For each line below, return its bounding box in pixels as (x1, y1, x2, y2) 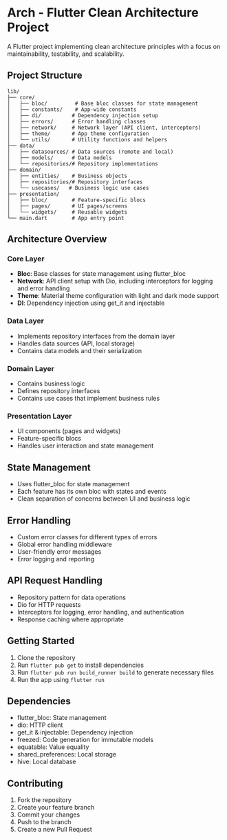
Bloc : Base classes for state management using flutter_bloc (17, 270, 186, 278)
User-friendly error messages (17, 547, 102, 556)
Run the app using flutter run (17, 675, 105, 683)
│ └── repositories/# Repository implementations (7, 160, 158, 167)
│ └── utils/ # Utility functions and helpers (7, 136, 168, 143)
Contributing (7, 777, 63, 789)
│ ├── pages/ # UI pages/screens (7, 202, 128, 210)
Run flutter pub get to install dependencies (17, 661, 144, 669)
